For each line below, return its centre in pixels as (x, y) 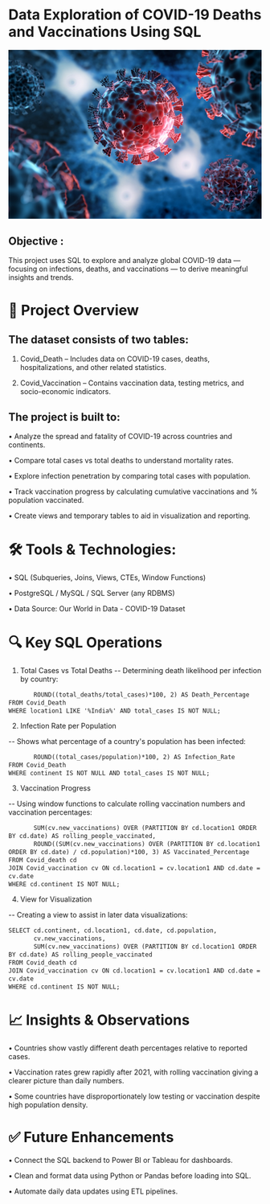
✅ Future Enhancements (91, 1138)
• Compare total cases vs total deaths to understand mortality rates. (121, 461)
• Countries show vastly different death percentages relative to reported (128, 1048)
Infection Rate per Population (68, 726)
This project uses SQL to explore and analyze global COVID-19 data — (125, 261)
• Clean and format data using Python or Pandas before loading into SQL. (130, 1175)
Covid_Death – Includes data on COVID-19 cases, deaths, (115, 359)
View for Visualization (56, 899)
